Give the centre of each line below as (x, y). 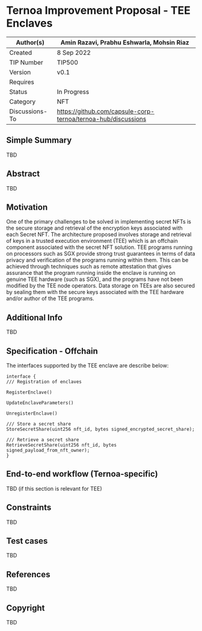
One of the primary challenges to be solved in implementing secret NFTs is (99, 222)
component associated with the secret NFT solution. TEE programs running (99, 247)
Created (21, 52)
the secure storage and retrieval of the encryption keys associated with (95, 228)
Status (18, 92)
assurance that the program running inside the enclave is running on (91, 273)
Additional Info (35, 317)
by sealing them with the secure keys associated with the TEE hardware (95, 292)
